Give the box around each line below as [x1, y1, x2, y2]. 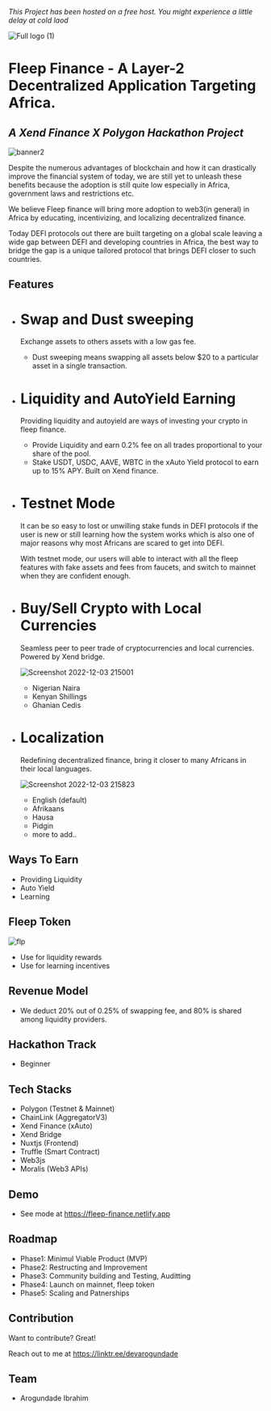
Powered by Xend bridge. [19, 652, 105, 662]
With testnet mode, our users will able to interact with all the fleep [19, 554, 239, 564]
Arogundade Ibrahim [19, 1393, 89, 1403]
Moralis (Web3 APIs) [19, 1164, 89, 1174]
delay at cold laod [8, 15, 69, 25]
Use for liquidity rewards [19, 952, 102, 962]
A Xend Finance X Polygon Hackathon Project [8, 125, 244, 140]
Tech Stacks [8, 1082, 73, 1096]
